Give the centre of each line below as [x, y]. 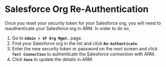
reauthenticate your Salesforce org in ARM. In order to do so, [67, 28]
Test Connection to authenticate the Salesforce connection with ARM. [83, 54]
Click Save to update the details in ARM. [52, 59]
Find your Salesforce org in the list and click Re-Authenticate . [75, 43]
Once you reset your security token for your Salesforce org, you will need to [83, 23]
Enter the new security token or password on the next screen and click [85, 48]
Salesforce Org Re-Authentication [76, 9]
